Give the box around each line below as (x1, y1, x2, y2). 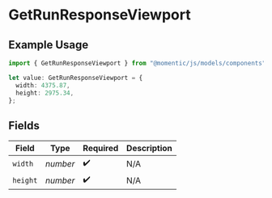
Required (83, 143, 119, 154)
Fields (8, 119, 40, 133)
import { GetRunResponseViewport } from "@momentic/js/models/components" (8, 59, 266, 67)
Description (126, 143, 172, 154)
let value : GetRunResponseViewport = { (8, 74, 143, 82)
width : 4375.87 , (15, 81, 70, 90)
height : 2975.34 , (15, 89, 74, 97)
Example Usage (8, 38, 89, 52)
